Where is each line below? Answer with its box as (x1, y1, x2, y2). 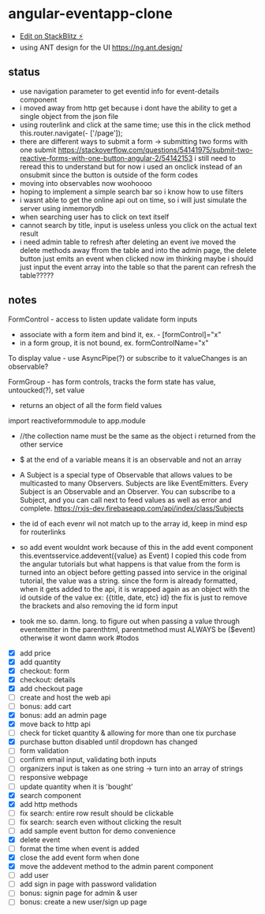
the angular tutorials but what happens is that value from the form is (19, 559, 241, 568)
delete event (19, 834, 61, 844)
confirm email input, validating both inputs (19, 755, 157, 764)
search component (19, 790, 81, 800)
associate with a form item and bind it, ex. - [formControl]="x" (19, 329, 222, 339)
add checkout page (19, 683, 84, 693)
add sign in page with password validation (19, 879, 157, 889)
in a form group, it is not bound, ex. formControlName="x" (19, 338, 209, 347)
